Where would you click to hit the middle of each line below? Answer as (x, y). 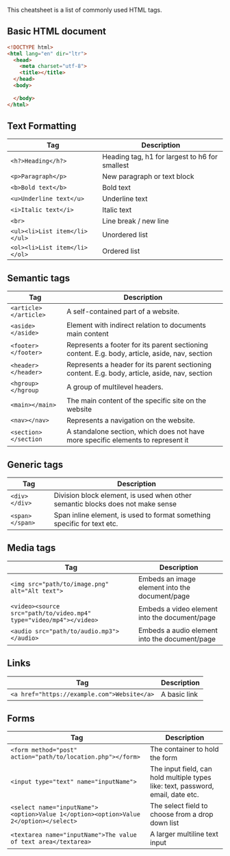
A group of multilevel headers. (115, 387)
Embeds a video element (178, 608)
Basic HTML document (56, 31)
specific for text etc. (86, 524)
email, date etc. (174, 795)
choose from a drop (181, 814)
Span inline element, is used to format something (132, 515)
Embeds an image (167, 579)
